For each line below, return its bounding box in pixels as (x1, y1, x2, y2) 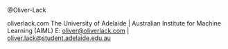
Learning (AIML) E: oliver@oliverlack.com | (7, 27, 130, 35)
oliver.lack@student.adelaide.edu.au (7, 34, 111, 42)
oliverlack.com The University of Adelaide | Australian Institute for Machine (7, 19, 222, 27)
